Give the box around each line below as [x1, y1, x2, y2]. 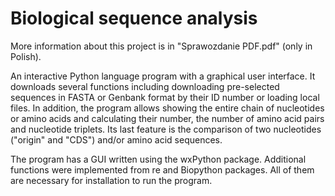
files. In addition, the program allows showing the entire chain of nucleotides [10, 102, 325, 114]
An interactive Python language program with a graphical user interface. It [10, 70, 316, 82]
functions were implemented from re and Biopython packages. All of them [10, 163, 315, 176]
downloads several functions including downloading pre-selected [10, 80, 280, 92]
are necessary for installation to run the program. [10, 174, 213, 186]
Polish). [10, 50, 42, 62]
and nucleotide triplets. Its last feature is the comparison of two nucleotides [10, 123, 322, 135]
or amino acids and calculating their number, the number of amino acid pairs [10, 112, 325, 124]
